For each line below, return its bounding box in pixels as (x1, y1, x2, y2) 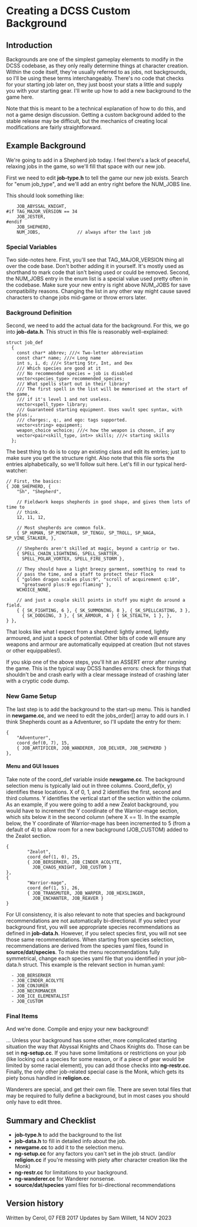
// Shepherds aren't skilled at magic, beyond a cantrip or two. (16, 546, 181, 552)
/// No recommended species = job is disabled (16, 371, 133, 377)
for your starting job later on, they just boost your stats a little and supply (6, 81, 182, 88)
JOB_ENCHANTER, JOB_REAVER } (32, 895, 104, 901)
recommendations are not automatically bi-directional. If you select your (6, 917, 181, 924)
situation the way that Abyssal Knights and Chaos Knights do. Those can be (6, 1043, 190, 1050)
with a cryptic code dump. (6, 677, 70, 684)
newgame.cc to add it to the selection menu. (14, 1144, 124, 1151)
